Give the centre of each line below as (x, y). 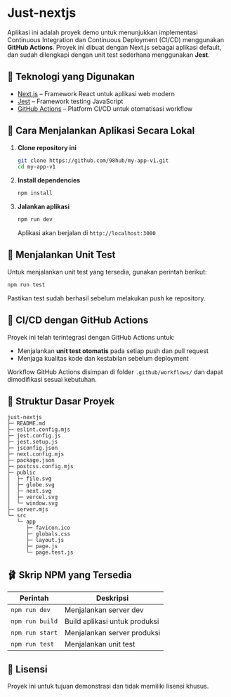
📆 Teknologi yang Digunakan (71, 77)
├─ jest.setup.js (33, 442)
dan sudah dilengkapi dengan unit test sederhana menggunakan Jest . (108, 55)
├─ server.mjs (28, 510)
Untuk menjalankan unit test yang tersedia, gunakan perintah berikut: (107, 272)
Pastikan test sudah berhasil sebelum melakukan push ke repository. (106, 298)
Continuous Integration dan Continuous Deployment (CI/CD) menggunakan (116, 39)
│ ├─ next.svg (29, 491)
